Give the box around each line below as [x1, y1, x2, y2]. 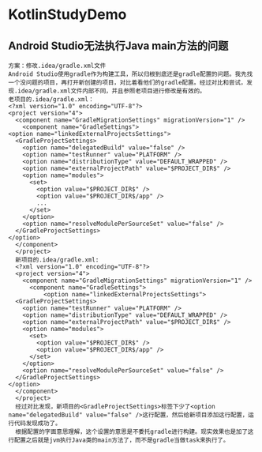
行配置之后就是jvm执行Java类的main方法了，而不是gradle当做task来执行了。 [8, 436, 230, 444]
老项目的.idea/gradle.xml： [8, 96, 95, 104]
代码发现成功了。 [13, 420, 62, 428]
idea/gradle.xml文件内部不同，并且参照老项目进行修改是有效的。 [17, 87, 206, 95]
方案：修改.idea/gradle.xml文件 [8, 62, 107, 70]
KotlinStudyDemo [8, 6, 127, 24]
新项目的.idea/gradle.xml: [15, 256, 99, 264]
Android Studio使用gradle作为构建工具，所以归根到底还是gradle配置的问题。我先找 [8, 70, 253, 78]
